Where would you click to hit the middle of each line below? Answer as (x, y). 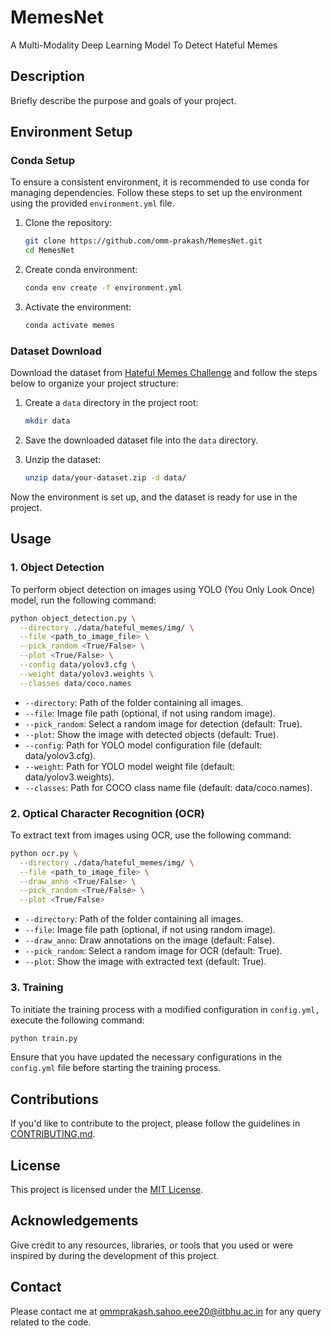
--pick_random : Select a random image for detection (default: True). (163, 723)
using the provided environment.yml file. (92, 203)
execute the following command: (77, 1020)
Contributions (54, 1099)
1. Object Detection (57, 568)
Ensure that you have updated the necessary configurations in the (146, 1057)
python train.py (44, 1038)
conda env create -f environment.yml (103, 288)
